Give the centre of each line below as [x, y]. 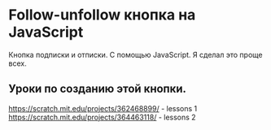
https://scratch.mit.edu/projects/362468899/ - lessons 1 [103, 108]
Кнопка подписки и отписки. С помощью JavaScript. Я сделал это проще [135, 54]
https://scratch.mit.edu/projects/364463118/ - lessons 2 [103, 117]
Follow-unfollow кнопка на [102, 15]
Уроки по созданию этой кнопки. [98, 89]
